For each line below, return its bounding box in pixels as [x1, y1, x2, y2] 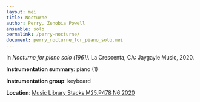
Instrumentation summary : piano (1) [6, 66, 98, 73]
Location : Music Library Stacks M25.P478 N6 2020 [6, 89, 135, 96]
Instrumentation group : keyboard [6, 77, 91, 84]
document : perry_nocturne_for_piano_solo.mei [6, 37, 123, 43]
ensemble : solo [6, 25, 45, 32]
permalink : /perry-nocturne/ [6, 32, 80, 38]
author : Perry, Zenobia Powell [6, 20, 85, 26]
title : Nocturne [6, 15, 47, 21]
